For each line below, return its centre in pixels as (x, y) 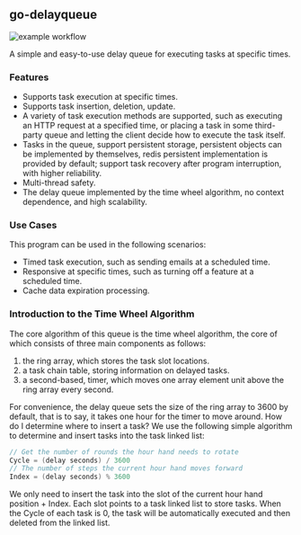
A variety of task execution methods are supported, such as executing (152, 116)
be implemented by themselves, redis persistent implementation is (145, 154)
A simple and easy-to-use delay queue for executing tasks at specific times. (150, 54)
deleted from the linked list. (60, 523)
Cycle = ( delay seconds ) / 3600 (70, 460)
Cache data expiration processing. (86, 290)
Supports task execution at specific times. (100, 97)
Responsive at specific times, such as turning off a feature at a (138, 272)
